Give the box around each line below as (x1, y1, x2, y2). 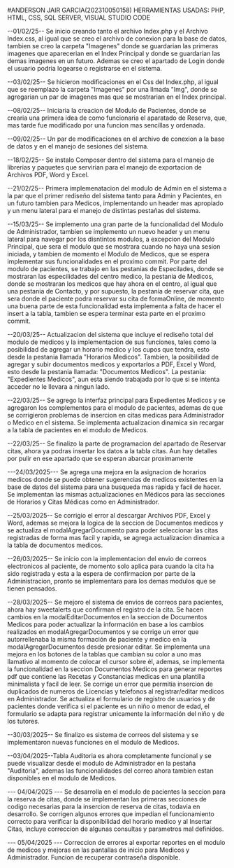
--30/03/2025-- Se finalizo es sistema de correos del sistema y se (7, 731, 199, 738)
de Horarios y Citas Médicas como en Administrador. (7, 497, 159, 506)
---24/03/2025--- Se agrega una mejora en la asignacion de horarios (7, 468, 207, 476)
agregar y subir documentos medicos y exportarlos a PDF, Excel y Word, (7, 360, 217, 368)
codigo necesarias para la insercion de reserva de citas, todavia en (7, 802, 200, 811)
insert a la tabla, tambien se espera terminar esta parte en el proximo (7, 310, 206, 317)
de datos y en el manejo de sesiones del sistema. (7, 142, 149, 150)
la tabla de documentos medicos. (7, 541, 103, 549)
